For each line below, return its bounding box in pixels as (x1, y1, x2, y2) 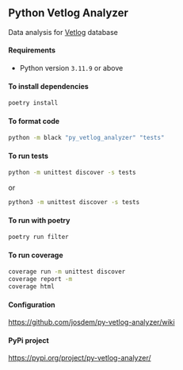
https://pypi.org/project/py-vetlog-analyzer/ (8, 353, 151, 363)
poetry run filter (8, 233, 69, 241)
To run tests (8, 151, 49, 160)
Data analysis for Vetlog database (8, 27, 119, 37)
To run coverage (8, 250, 63, 260)
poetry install (8, 99, 59, 107)
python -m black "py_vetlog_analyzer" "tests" (8, 134, 165, 142)
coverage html (8, 283, 55, 291)
